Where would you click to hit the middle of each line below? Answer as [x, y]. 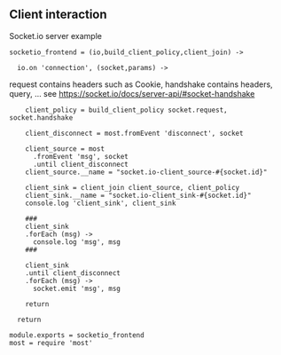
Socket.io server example [55, 35]
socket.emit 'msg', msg [77, 288]
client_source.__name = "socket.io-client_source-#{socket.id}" [146, 172]
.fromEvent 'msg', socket [80, 156]
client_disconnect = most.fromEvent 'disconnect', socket [134, 133]
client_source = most [65, 149]
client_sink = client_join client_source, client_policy [133, 187]
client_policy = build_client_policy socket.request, [126, 110]
